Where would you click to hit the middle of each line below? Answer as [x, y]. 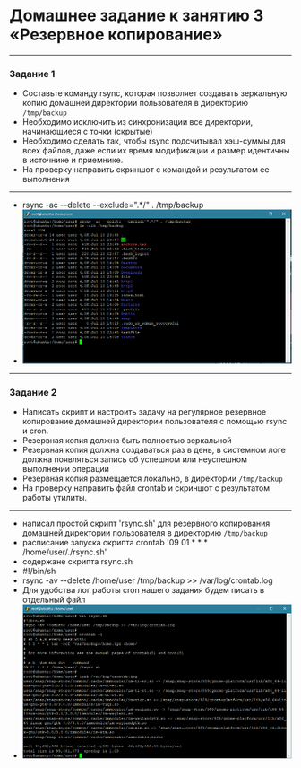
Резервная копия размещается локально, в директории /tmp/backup [153, 479]
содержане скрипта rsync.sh [77, 562]
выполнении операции [66, 469]
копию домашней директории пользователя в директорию [135, 103]
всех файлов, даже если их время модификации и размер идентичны [156, 151]
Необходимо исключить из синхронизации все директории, [138, 122]
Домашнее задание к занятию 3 [137, 16]
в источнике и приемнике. [73, 160]
